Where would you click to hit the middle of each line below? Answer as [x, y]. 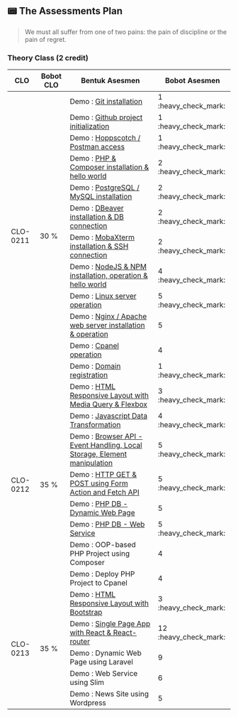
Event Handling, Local [106, 445]
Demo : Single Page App [110, 623]
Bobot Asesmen [193, 81]
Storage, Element [98, 454]
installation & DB [97, 217]
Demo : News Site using [109, 694]
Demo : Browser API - [106, 436]
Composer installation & [109, 167]
